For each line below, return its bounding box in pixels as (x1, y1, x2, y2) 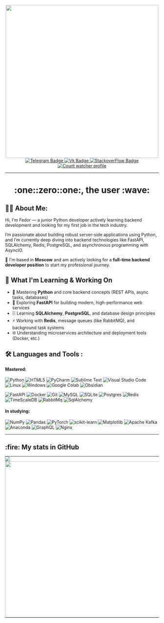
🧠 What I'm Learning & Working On (5, 276, 113, 284)
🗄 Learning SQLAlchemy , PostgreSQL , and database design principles (12, 310, 155, 316)
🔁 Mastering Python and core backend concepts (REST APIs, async (12, 289, 149, 295)
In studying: (5, 408, 30, 414)
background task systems (12, 324, 64, 330)
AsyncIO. (5, 247, 23, 253)
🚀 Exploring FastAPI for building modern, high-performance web (12, 300, 143, 305)
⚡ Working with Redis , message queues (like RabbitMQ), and (12, 318, 135, 323)
